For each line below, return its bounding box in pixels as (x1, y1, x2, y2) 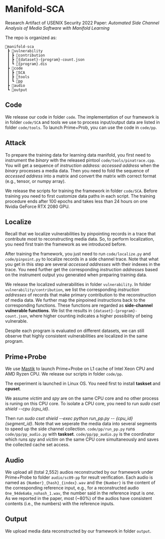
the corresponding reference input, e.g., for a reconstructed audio (5, 485, 139, 491)
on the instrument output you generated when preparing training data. (5, 272, 147, 278)
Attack (5, 139, 26, 147)
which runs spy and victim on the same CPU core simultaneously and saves (5, 436, 159, 443)
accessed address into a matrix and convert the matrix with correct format (5, 173, 157, 179)
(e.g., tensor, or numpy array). (5, 178, 66, 184)
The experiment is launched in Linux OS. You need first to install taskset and (5, 380, 161, 386)
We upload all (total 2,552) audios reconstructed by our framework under (5, 469, 154, 475)
